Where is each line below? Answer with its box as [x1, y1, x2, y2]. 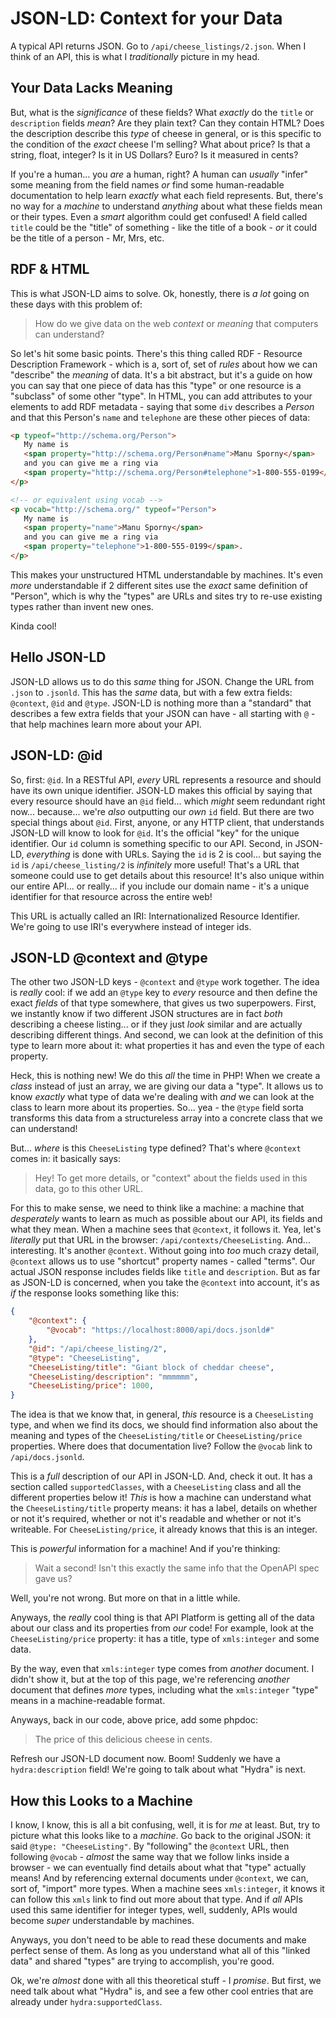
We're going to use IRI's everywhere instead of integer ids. [10, 920, 252, 932]
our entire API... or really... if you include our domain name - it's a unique [10, 880, 310, 892]
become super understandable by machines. [10, 1914, 195, 1926]
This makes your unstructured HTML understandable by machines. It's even [10, 568, 323, 581]
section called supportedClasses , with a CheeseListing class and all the [10, 1481, 302, 1493]
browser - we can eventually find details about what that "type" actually [10, 1861, 307, 1873]
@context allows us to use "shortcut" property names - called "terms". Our [10, 1255, 316, 1267]
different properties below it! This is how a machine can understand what [10, 1492, 312, 1504]
